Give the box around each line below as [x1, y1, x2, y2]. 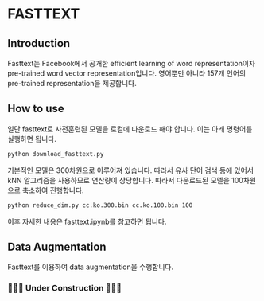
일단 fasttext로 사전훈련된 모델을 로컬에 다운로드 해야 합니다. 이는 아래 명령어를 [7, 124, 253, 134]
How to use [7, 102, 64, 115]
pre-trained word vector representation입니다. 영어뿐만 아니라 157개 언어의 [7, 68, 247, 78]
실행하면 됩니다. [7, 134, 57, 143]
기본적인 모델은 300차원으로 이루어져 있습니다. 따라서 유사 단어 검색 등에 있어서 [7, 165, 254, 175]
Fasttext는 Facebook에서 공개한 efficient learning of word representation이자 [7, 59, 256, 68]
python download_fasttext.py [7, 150, 104, 158]
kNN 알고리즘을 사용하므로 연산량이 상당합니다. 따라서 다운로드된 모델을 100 [7, 175, 244, 185]
